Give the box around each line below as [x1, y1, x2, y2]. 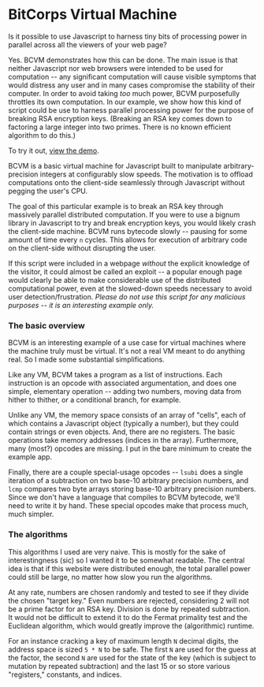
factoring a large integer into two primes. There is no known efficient [8, 122, 231, 132]
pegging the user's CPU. [8, 186, 88, 195]
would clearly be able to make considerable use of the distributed [8, 275, 221, 284]
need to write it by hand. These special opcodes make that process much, [8, 501, 249, 511]
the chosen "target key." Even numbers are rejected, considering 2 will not [8, 596, 250, 605]
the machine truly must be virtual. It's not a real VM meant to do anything [8, 347, 246, 356]
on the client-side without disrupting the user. [8, 243, 156, 253]
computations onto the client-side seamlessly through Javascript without [8, 177, 246, 187]
